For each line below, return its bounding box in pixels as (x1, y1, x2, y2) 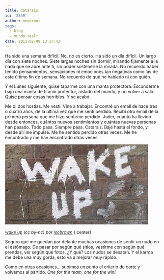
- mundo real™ (9, 34, 38, 39)
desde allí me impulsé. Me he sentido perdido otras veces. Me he (5, 129, 137, 135)
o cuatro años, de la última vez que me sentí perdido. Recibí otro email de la (5, 108, 159, 114)
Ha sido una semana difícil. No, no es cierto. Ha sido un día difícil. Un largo (5, 53, 156, 59)
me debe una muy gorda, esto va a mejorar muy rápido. (5, 254, 118, 260)
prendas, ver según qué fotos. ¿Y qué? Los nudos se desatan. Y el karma (5, 249, 153, 255)
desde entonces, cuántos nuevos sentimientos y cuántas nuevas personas (5, 119, 156, 125)
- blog (9, 28, 23, 34)
